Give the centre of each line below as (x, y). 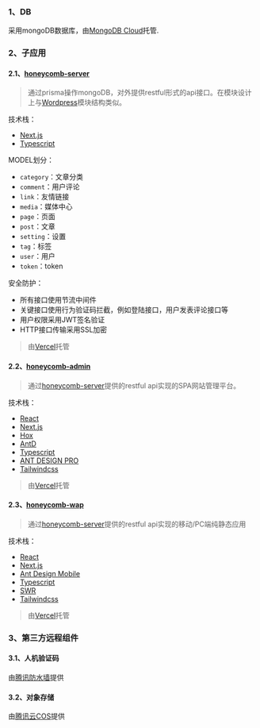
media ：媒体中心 (46, 206)
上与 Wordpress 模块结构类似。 (77, 102)
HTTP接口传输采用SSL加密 (63, 329)
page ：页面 (37, 217)
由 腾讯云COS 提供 (36, 716)
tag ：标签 (36, 246)
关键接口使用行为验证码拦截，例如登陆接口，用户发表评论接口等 (124, 310)
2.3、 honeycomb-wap (46, 505)
